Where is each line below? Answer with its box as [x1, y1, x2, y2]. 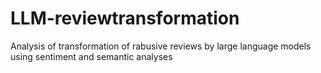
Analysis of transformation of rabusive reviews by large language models [10, 40, 312, 52]
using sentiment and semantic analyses [10, 50, 173, 62]
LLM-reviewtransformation [10, 7, 240, 30]
